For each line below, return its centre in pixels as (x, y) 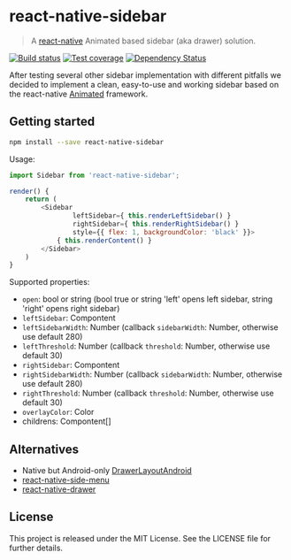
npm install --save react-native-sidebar (87, 142)
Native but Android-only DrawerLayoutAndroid (107, 471)
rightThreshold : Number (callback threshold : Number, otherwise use (148, 393)
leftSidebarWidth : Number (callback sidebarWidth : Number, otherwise (150, 327)
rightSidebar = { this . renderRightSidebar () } (156, 224)
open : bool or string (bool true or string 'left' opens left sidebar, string (147, 299)
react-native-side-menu (65, 480)
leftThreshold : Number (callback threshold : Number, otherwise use (146, 346)
